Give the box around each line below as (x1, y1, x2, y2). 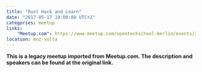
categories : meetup (6, 20, 55, 26)
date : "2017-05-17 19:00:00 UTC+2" (6, 14, 96, 20)
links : (6, 25, 23, 32)
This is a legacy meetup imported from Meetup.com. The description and (6, 53, 193, 60)
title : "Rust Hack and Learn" (6, 8, 82, 15)
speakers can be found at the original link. (6, 59, 114, 66)
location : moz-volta (6, 36, 58, 42)
